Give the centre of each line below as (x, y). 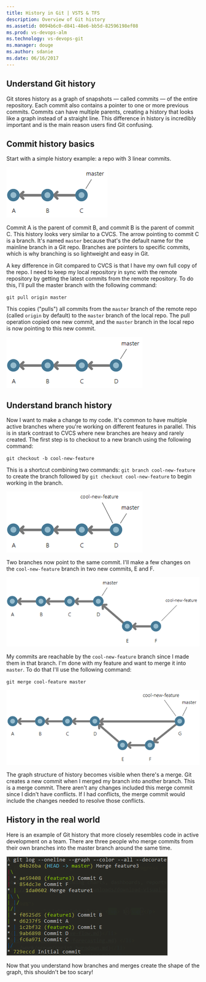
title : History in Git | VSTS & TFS (53, 13)
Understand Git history (51, 84)
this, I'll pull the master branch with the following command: (82, 285)
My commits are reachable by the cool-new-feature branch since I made (98, 657)
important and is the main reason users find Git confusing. (80, 125)
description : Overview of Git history (56, 19)
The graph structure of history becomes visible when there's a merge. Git (99, 774)
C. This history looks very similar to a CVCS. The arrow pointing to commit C (103, 234)
